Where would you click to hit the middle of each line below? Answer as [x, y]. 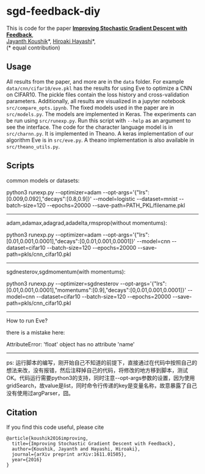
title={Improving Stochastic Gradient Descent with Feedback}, [94, 444]
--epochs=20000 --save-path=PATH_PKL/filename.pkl [116, 205]
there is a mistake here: [36, 332]
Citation [22, 413]
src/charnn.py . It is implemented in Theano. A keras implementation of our [100, 133]
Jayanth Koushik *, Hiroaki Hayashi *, [51, 41]
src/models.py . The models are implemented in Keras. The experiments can [101, 114]
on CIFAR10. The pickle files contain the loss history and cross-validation [98, 94]
